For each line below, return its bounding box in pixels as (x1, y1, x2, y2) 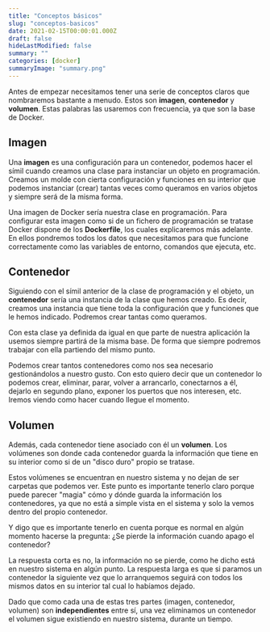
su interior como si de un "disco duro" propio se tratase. (8, 457, 195, 467)
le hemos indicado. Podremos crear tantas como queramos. (8, 312, 207, 322)
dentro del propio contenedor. (8, 507, 108, 517)
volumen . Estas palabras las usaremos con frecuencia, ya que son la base (8, 103, 255, 113)
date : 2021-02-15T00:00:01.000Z (8, 27, 117, 35)
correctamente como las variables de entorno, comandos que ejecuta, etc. (8, 242, 256, 251)
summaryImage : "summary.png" (8, 65, 106, 73)
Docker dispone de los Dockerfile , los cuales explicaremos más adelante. (8, 224, 253, 234)
